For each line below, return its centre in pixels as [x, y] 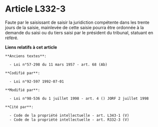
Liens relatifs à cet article [31, 47]
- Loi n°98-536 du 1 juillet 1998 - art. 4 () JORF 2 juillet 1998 [79, 98]
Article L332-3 [35, 9]
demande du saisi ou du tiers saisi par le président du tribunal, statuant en [79, 32]
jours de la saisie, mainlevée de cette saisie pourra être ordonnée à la [75, 27]
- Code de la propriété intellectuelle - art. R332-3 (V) [70, 120]
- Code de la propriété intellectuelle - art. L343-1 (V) [70, 115]
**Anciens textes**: [26, 56]
